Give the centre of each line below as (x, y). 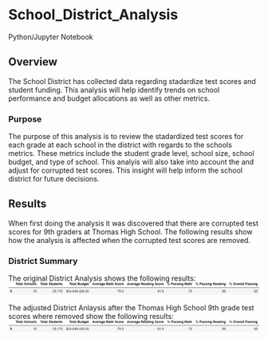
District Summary (43, 261)
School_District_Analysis (93, 15)
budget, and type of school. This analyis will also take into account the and (131, 162)
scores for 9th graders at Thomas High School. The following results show (130, 231)
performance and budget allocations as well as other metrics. (109, 98)
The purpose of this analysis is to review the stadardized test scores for (126, 137)
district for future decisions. (54, 179)
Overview (33, 62)
